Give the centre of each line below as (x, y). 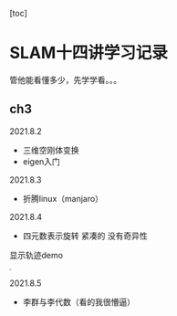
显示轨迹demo (36, 255)
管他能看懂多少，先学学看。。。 (65, 79)
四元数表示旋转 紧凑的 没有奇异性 (85, 236)
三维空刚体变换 (51, 150)
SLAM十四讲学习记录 (89, 53)
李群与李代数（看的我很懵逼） (78, 301)
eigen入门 (42, 161)
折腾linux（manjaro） (62, 198)
